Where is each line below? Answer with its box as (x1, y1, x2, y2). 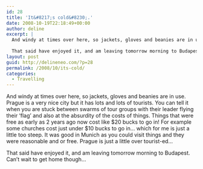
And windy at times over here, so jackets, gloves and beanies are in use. (6, 93, 186, 100)
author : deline (6, 25, 45, 32)
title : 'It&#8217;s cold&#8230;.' (6, 14, 94, 21)
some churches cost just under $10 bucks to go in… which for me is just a (6, 125, 190, 132)
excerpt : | (6, 31, 34, 37)
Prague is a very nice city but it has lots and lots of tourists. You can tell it (6, 99, 189, 106)
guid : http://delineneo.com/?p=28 (6, 59, 94, 65)
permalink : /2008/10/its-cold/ (6, 65, 85, 71)
